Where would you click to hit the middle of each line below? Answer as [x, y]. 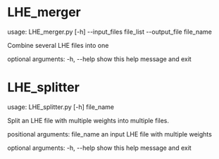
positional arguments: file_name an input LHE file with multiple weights [110, 134]
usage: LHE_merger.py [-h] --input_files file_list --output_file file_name [110, 32]
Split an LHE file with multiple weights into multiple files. [88, 120]
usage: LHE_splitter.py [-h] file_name [61, 107]
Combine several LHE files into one [58, 45]
